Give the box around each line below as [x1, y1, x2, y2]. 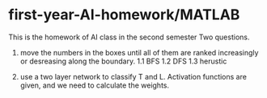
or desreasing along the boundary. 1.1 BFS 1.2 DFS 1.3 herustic [19, 56, 227, 66]
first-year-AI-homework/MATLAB [8, 6, 240, 24]
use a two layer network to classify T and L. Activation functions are [19, 71, 247, 81]
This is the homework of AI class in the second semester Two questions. [8, 32, 250, 42]
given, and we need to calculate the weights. [19, 80, 170, 90]
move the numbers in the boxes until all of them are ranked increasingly [19, 47, 259, 57]
